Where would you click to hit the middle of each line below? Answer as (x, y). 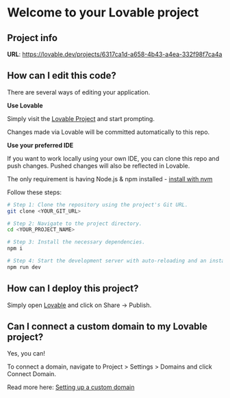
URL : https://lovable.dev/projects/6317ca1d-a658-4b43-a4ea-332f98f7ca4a (115, 54)
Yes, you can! (26, 354)
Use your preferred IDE (40, 145)
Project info (33, 38)
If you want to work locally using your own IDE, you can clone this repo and (113, 158)
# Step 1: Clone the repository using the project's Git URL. (98, 204)
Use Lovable (25, 105)
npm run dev (24, 267)
